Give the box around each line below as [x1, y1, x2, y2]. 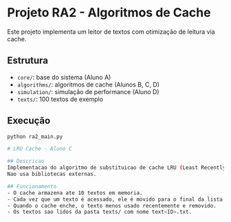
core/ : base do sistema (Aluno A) [16, 73, 111, 81]
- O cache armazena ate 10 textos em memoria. [7, 189, 143, 197]
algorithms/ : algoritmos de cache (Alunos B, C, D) [16, 80, 160, 89]
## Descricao [7, 158, 45, 165]
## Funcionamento [7, 183, 57, 190]
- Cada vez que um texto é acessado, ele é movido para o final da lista [7, 196, 223, 203]
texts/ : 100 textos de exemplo [16, 95, 104, 103]
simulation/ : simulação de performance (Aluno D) [16, 87, 159, 96]
